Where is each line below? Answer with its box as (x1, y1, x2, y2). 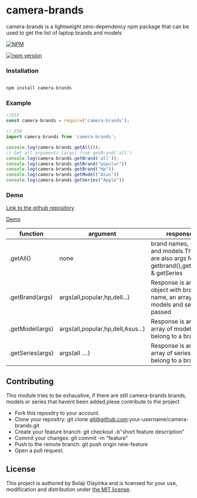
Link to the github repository (6, 204, 74, 211)
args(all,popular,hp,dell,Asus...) (59, 325, 145, 333)
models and (150, 301, 184, 309)
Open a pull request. (14, 447, 64, 454)
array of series (150, 349, 191, 357)
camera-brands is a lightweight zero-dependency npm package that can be (6, 23, 189, 30)
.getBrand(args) (9, 293, 53, 301)
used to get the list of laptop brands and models (6, 29, 122, 36)
